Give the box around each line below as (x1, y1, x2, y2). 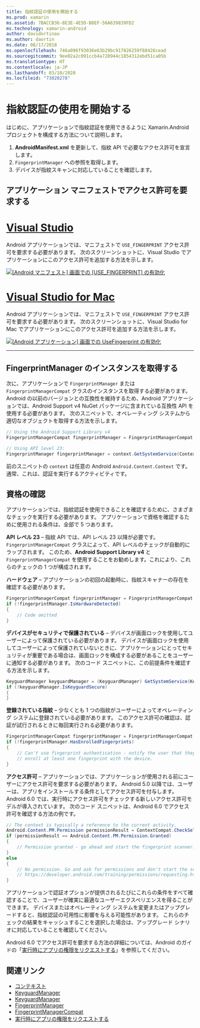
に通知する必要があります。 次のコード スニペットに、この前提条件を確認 (6, 659, 186, 666)
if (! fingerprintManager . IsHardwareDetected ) (6, 601, 121, 607)
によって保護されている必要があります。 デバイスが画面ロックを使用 (21, 637, 189, 644)
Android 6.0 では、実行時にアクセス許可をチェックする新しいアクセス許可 (6, 795, 187, 802)
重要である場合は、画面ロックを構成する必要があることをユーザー (32, 652, 193, 659)
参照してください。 (126, 946, 173, 953)
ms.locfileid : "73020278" (6, 75, 70, 81)
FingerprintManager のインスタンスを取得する (6, 363, 179, 373)
